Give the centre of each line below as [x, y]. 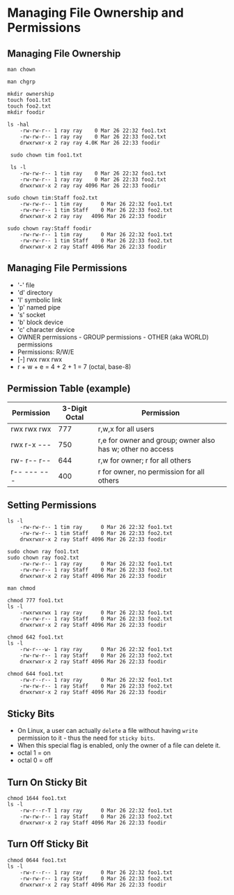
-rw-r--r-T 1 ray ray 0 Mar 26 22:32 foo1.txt [96, 811]
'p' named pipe [39, 307]
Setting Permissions [52, 505]
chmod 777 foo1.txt [36, 601]
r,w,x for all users [126, 429]
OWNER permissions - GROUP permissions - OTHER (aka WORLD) [113, 337]
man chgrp [22, 82]
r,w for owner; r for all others [145, 460]
